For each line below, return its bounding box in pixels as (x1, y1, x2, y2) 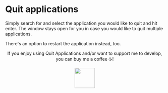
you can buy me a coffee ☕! (55, 56, 114, 62)
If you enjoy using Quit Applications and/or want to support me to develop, (7, 50, 162, 56)
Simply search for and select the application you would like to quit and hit (5, 20, 157, 26)
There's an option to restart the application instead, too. (5, 40, 121, 46)
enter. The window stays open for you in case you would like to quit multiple (5, 25, 163, 31)
